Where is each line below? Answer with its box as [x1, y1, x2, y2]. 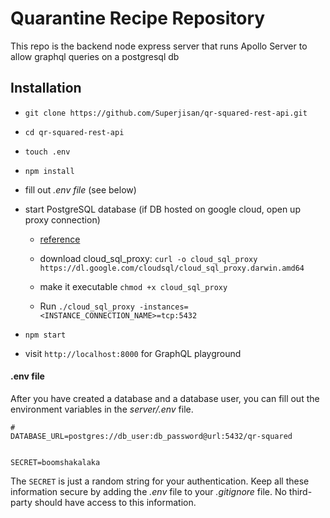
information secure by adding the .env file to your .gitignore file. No [10, 485, 287, 497]
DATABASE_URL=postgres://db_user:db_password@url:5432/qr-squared [10, 431, 293, 441]
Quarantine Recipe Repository [10, 7, 266, 30]
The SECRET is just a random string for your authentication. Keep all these [10, 475, 310, 487]
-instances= [138, 302, 189, 312]
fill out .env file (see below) [24, 183, 137, 196]
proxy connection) [24, 213, 101, 226]
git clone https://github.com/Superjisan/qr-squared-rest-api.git [24, 108, 308, 118]
